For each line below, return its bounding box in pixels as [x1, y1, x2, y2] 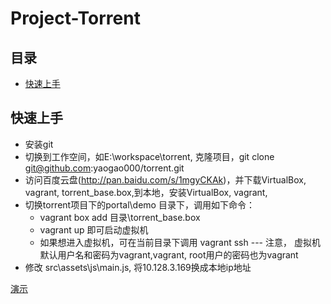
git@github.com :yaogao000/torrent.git [24, 162, 185, 174]
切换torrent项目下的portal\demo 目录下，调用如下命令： [24, 198, 255, 211]
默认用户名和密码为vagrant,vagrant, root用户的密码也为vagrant [39, 248, 299, 261]
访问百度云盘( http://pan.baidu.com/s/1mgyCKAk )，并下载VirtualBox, [24, 173, 307, 186]
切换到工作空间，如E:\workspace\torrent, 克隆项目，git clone [24, 150, 275, 162]
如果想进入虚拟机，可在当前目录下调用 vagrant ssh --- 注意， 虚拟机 [39, 236, 321, 248]
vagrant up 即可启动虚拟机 [39, 223, 149, 236]
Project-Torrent [10, 7, 141, 30]
